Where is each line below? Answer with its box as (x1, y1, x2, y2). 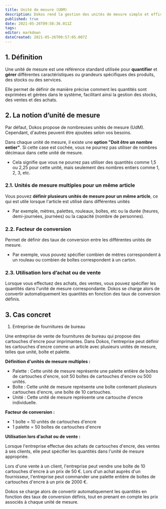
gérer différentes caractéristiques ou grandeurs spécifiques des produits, (5, 71, 155, 77)
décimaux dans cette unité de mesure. (5, 149, 83, 156)
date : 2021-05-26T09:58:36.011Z (5, 21, 72, 26)
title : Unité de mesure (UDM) (5, 7, 68, 12)
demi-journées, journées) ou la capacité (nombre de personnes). (12, 213, 145, 219)
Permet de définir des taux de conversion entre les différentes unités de (5, 237, 152, 243)
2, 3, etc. (12, 170, 31, 175)
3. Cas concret (5, 310, 51, 319)
